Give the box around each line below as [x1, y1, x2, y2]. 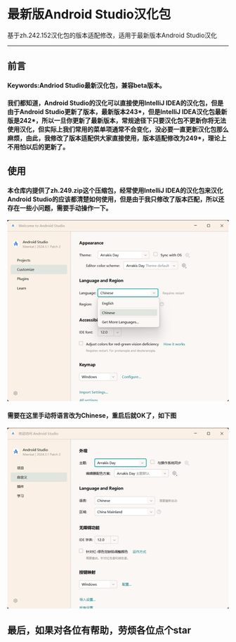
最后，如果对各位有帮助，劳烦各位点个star [7, 624, 192, 636]
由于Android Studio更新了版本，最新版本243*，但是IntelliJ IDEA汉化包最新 [7, 107, 228, 116]
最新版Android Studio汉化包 [7, 6, 171, 23]
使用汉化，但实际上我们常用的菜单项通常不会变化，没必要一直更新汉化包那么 [7, 124, 229, 134]
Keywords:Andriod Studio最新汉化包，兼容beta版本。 [7, 81, 166, 89]
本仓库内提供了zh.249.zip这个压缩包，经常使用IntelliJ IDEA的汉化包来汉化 [7, 186, 223, 194]
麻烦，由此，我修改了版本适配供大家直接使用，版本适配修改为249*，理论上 [7, 134, 227, 142]
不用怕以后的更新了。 [7, 142, 69, 151]
